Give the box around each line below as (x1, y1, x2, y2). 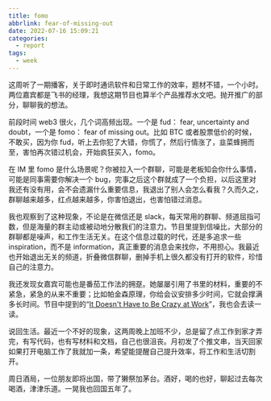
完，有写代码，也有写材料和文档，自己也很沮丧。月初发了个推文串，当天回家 (8, 336, 263, 346)
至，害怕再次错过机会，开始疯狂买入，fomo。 (8, 147, 160, 157)
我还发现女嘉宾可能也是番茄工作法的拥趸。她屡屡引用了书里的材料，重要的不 (8, 279, 263, 288)
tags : (8, 49, 27, 57)
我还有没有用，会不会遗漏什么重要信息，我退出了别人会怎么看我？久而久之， (8, 184, 263, 194)
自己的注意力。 (8, 262, 58, 271)
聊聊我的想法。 (22, 100, 73, 110)
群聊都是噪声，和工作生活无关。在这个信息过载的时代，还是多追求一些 (8, 231, 242, 242)
